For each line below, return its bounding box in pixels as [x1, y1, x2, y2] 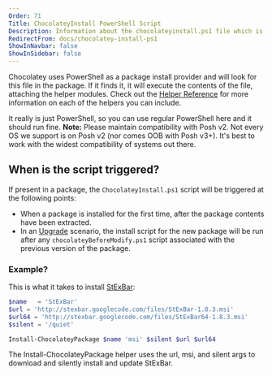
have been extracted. [19, 217, 92, 227]
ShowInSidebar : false [8, 50, 82, 58]
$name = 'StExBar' [8, 298, 79, 306]
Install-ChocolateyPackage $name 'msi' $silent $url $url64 [8, 335, 217, 344]
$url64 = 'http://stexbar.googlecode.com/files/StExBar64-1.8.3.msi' [8, 313, 249, 321]
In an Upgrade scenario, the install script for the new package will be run [19, 226, 264, 236]
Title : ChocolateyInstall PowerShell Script [8, 19, 162, 28]
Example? [8, 263, 49, 274]
